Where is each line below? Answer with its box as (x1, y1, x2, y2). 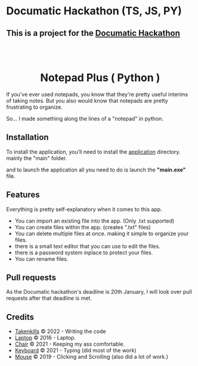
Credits (6, 312, 35, 322)
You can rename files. (14, 255, 69, 262)
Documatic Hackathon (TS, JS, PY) (6, 4, 182, 18)
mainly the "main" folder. (6, 154, 67, 162)
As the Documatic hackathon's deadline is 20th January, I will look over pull (6, 288, 192, 296)
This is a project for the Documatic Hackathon (6, 28, 181, 38)
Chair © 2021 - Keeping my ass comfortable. (14, 340, 125, 347)
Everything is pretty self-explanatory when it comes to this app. (6, 205, 162, 213)
